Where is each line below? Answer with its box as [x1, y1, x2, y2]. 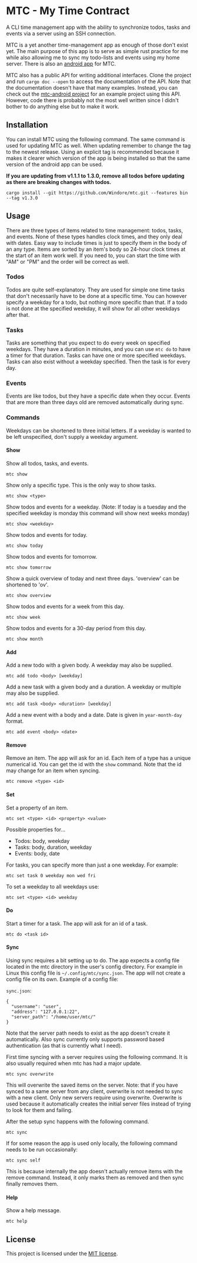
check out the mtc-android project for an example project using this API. [6, 90, 181, 97]
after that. [6, 311, 30, 318]
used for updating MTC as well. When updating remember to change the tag [6, 142, 191, 149]
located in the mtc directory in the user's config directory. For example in [6, 963, 183, 970]
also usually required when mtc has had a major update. [6, 1059, 142, 1067]
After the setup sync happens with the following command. [6, 1118, 149, 1125]
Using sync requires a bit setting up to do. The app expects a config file [6, 957, 180, 964]
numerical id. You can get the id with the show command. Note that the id [6, 761, 182, 768]
